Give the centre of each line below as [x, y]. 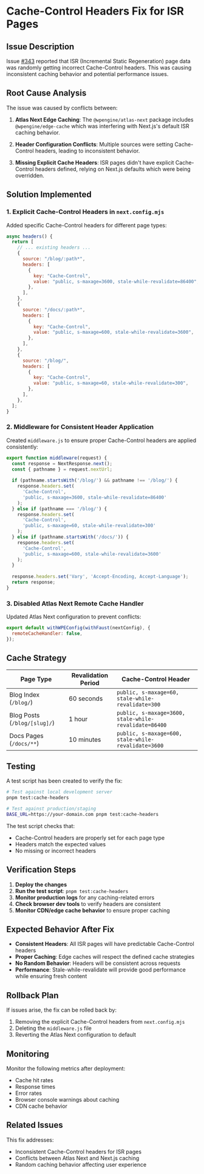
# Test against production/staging [51, 809]
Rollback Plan [32, 995]
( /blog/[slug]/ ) [32, 723]
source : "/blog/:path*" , [54, 259]
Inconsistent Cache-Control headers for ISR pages [78, 1152]
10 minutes [85, 739]
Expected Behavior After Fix [60, 929]
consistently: [22, 447]
